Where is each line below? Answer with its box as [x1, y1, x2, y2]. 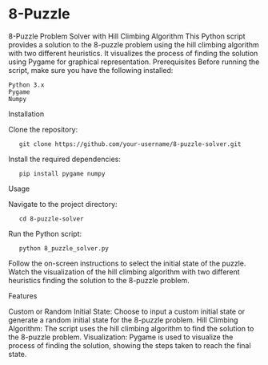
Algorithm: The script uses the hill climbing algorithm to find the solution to [8, 323, 254, 333]
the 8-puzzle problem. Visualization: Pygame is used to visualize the [8, 332, 234, 342]
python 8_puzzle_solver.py [18, 244, 110, 253]
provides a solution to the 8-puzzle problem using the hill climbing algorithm [8, 39, 259, 49]
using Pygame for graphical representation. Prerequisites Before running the [8, 57, 260, 67]
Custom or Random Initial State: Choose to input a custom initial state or [8, 306, 246, 316]
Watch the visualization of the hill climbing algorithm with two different [8, 266, 240, 277]
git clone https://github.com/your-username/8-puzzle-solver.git [18, 140, 242, 148]
